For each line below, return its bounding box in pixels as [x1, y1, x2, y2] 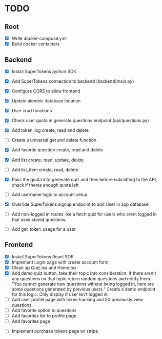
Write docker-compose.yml [11, 35, 67, 41]
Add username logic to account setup [11, 192, 88, 197]
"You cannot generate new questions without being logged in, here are [11, 281, 154, 287]
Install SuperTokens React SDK [11, 253, 74, 260]
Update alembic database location [11, 98, 81, 104]
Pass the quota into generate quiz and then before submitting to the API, [11, 176, 157, 182]
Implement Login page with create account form [11, 259, 109, 265]
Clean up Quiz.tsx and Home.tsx [11, 265, 77, 270]
